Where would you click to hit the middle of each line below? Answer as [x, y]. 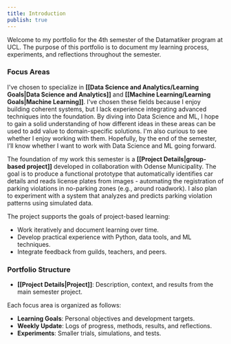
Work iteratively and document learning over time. [88, 230]
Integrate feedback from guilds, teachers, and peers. [92, 252]
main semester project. [49, 292]
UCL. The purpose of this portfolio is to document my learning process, [108, 47]
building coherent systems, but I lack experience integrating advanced [107, 109]
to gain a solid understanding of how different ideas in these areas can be [111, 123]
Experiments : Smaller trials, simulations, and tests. [89, 333]
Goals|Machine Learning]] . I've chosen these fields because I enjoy [104, 101]
